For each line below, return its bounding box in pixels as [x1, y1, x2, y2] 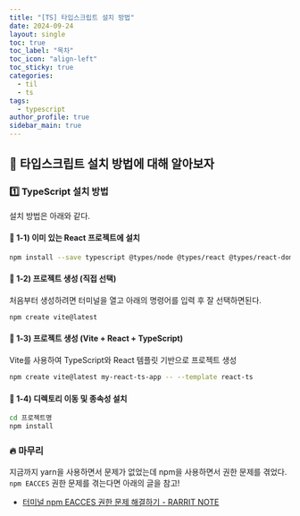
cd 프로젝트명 [9, 413, 53, 423]
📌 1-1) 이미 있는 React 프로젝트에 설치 [9, 233, 140, 243]
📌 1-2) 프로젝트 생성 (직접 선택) [9, 274, 117, 284]
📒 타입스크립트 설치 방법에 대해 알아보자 [9, 156, 215, 172]
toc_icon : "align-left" [9, 55, 98, 63]
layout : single [9, 30, 66, 38]
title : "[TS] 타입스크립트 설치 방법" [9, 13, 135, 22]
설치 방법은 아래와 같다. [9, 210, 91, 221]
